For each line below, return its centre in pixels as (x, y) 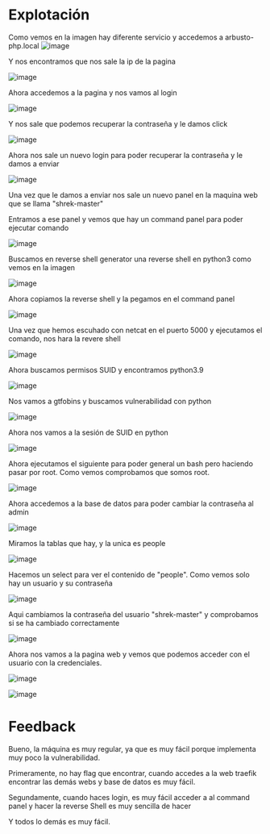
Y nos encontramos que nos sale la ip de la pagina (92, 61)
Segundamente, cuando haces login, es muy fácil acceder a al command (129, 797)
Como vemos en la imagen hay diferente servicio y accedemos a (116, 37)
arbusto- (239, 37)
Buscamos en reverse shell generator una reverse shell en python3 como (130, 259)
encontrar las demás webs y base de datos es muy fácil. (102, 782)
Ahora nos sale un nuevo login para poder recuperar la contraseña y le (126, 155)
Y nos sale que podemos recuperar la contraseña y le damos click (118, 123)
